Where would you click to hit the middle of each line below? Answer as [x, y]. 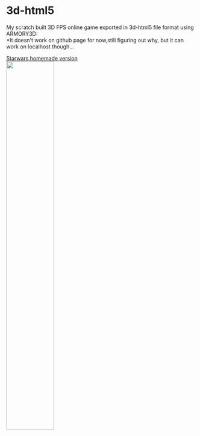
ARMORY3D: [22, 33]
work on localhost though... [40, 47]
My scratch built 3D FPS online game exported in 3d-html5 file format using [100, 27]
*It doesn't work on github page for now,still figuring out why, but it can [95, 40]
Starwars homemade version [42, 58]
